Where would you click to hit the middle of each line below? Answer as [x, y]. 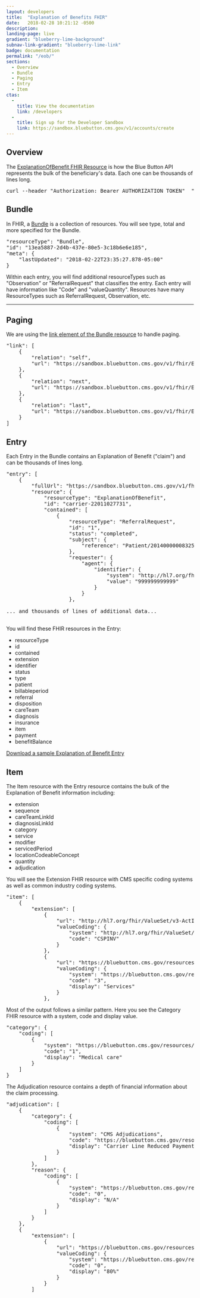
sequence [27, 811]
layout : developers [30, 12]
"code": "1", [63, 1052]
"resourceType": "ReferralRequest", [122, 522]
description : [22, 28]
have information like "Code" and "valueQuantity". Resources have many [95, 289]
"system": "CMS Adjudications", [116, 1134]
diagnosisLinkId [34, 824]
